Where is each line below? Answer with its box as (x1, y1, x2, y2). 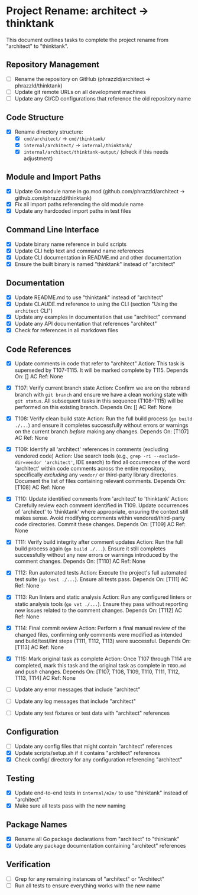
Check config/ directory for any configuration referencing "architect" (14, 755, 183, 763)
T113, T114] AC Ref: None (14, 674, 76, 681)
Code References (6, 344, 72, 354)
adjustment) (23, 155, 53, 162)
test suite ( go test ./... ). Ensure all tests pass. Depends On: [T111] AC (14, 576, 189, 583)
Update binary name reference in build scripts (14, 241, 127, 248)
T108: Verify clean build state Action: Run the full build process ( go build (14, 415, 193, 422)
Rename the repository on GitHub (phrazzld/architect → (14, 75, 151, 82)
